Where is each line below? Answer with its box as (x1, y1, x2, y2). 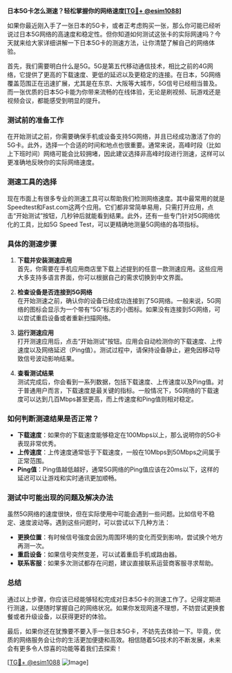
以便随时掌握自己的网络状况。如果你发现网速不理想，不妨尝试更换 (30, 603, 219, 612)
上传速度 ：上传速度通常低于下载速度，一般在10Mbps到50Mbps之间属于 (17, 448, 221, 456)
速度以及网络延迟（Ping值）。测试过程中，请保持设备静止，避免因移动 (17, 345, 215, 354)
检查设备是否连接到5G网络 (17, 288, 93, 296)
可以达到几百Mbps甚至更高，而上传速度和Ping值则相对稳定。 (23, 395, 198, 403)
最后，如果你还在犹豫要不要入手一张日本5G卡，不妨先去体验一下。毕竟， (7, 627, 215, 635)
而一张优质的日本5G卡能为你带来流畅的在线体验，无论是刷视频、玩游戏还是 (7, 88, 221, 96)
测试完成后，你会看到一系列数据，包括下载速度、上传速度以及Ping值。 (17, 378, 217, 386)
